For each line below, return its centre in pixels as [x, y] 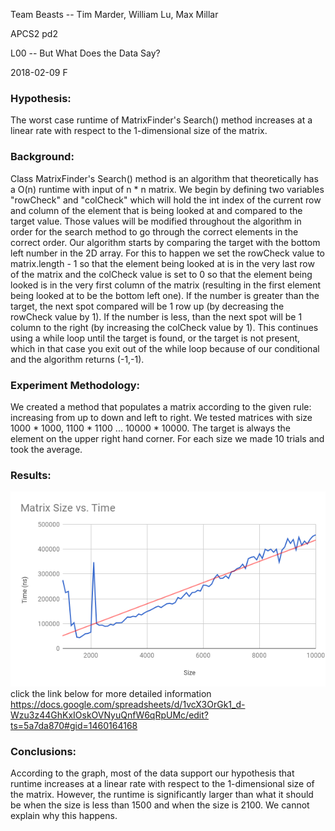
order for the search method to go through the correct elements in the [154, 231]
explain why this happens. [64, 816]
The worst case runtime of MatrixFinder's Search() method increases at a [161, 120]
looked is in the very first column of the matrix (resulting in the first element [166, 285]
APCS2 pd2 [34, 33]
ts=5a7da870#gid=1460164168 [74, 725]
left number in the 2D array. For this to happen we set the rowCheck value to [168, 253]
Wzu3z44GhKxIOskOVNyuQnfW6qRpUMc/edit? [109, 715]
